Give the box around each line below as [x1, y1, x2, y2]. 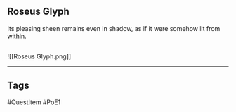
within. [7, 32, 27, 40]
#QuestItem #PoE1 [7, 98, 61, 106]
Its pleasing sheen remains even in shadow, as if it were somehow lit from [7, 24, 221, 32]
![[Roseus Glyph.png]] [7, 52, 72, 61]
